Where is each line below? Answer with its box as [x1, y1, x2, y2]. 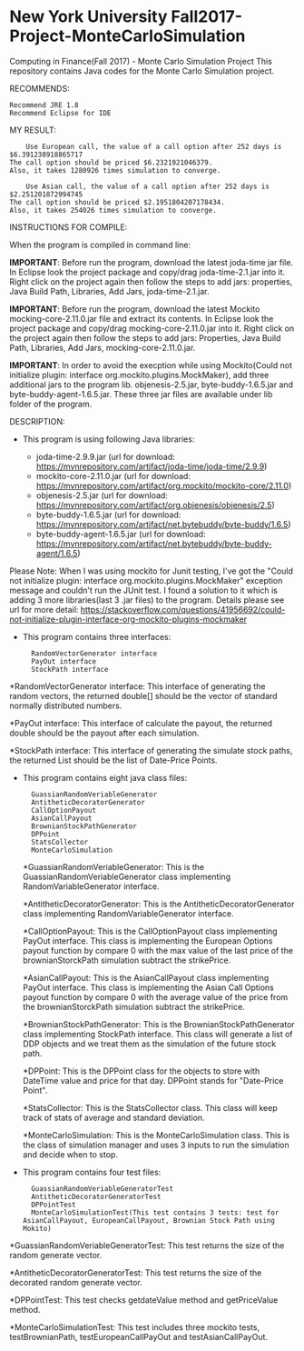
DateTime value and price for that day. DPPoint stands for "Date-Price [22, 1075, 284, 1086]
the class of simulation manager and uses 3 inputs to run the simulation [22, 1139, 289, 1150]
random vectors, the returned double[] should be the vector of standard [9, 690, 279, 701]
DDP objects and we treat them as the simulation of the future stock [22, 1038, 277, 1049]
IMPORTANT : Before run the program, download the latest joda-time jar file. [9, 256, 293, 267]
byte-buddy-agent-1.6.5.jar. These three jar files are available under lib [9, 388, 273, 399]
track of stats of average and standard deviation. [22, 1112, 206, 1123]
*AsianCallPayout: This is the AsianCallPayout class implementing [22, 972, 270, 983]
